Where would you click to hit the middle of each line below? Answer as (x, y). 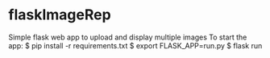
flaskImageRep (60, 15)
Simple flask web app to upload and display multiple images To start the (128, 37)
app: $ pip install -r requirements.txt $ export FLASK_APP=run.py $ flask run (135, 45)
